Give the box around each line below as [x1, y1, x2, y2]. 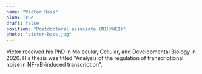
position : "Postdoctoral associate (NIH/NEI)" [6, 25, 126, 32]
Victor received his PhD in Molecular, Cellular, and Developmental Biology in [6, 48, 196, 55]
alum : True [6, 15, 34, 21]
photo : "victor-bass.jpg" [6, 32, 72, 38]
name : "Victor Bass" [6, 8, 59, 15]
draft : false [6, 20, 39, 26]
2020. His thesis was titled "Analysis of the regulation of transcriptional [6, 55, 184, 62]
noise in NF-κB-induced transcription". [6, 61, 103, 69]
